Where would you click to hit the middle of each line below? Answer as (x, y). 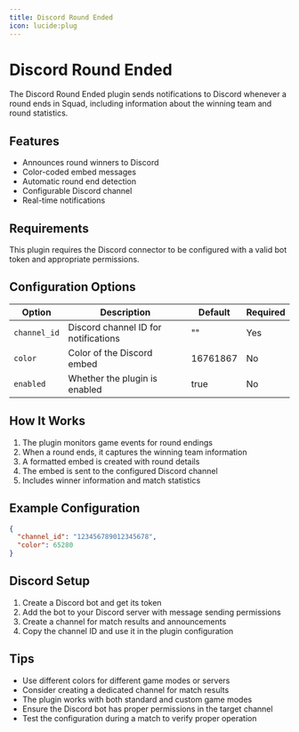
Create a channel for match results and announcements (124, 621)
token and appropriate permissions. (74, 260)
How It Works (48, 421)
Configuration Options (73, 287)
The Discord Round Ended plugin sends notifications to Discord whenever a (148, 94)
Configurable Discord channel (77, 191)
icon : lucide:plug (43, 26)
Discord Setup (50, 581)
